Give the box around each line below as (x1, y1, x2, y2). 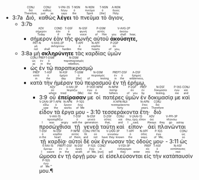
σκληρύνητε (41, 50, 74, 57)
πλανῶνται (157, 123, 186, 130)
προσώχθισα (39, 123, 71, 130)
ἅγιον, (108, 14, 124, 21)
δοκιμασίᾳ (147, 94, 174, 101)
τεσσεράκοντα (102, 108, 139, 116)
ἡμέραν (54, 79, 74, 86)
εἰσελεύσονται (106, 152, 143, 160)
